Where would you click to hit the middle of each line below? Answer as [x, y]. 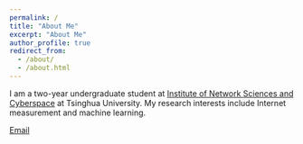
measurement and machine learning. [78, 112]
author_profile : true [50, 43]
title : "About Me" [44, 26]
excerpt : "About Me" [48, 34]
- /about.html [44, 68]
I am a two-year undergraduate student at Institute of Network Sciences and [151, 93]
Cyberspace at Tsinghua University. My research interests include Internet [148, 103]
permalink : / [34, 18]
